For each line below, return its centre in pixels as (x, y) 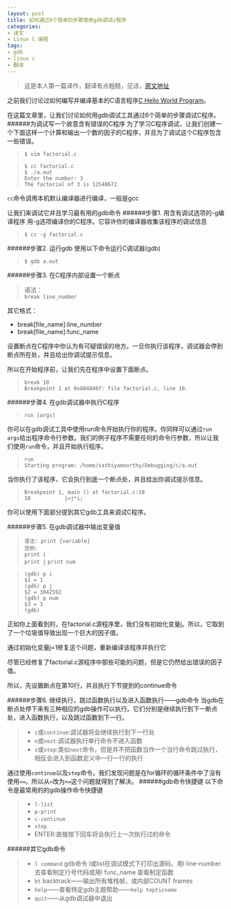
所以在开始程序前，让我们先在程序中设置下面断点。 (80, 369)
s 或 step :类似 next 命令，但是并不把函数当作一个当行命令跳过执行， (128, 749)
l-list (44, 804)
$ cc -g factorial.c (53, 235)
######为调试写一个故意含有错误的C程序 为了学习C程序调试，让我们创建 (111, 123)
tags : (15, 46)
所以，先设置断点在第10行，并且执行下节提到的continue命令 (92, 685)
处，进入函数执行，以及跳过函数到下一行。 (68, 717)
